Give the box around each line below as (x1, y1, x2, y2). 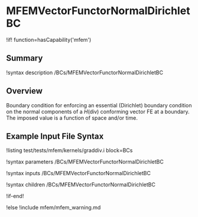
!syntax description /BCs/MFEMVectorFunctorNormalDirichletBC (6, 69, 164, 76)
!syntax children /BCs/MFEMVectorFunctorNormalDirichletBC (6, 181, 155, 188)
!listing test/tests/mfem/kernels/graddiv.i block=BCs (6, 147, 133, 154)
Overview (6, 86, 43, 96)
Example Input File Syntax (6, 131, 104, 141)
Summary (6, 53, 43, 63)
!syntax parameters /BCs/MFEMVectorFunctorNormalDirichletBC (6, 158, 164, 166)
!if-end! (6, 193, 24, 200)
